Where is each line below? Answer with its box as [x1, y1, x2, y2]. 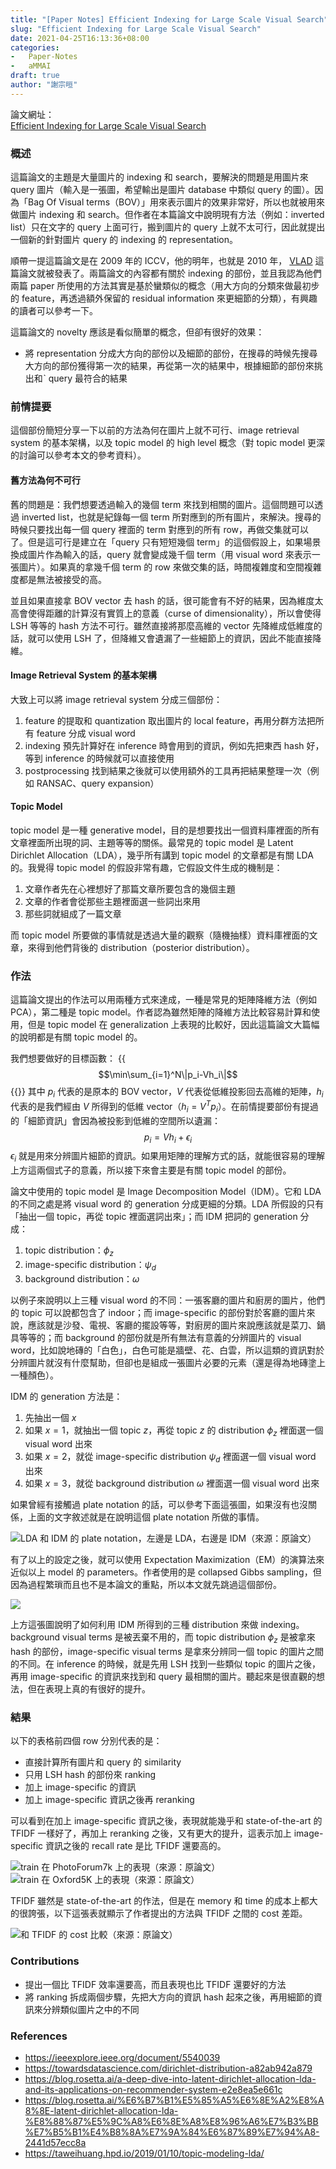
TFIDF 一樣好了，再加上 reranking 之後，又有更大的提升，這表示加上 [10, 1827, 292, 1840]
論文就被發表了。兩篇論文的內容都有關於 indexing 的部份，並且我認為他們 [18, 267, 322, 280]
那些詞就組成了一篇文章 [24, 907, 122, 920]
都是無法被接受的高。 [18, 573, 107, 585]
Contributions [10, 1954, 80, 1968]
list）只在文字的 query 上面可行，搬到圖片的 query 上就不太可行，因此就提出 [10, 221, 326, 233]
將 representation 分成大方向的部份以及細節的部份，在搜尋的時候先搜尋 [24, 347, 318, 360]
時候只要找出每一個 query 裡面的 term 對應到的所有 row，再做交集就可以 [10, 523, 310, 535]
